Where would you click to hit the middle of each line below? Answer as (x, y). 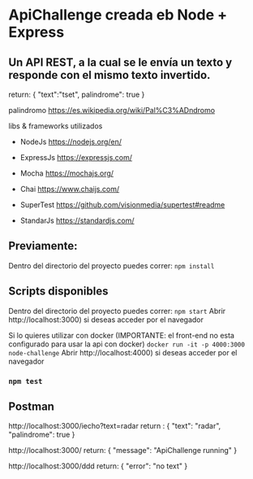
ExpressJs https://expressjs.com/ (76, 157)
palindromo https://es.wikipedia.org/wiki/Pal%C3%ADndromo (112, 110)
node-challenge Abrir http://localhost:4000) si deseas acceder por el (123, 352)
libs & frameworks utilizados (56, 126)
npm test (26, 381)
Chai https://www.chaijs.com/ (70, 189)
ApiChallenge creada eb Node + (118, 15)
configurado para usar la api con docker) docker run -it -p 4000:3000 (127, 344)
